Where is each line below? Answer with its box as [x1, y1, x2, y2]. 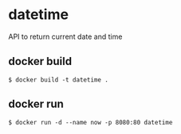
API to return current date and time [8, 32, 123, 41]
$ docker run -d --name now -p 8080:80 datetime [8, 118, 173, 126]
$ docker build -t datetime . [8, 75, 109, 84]
